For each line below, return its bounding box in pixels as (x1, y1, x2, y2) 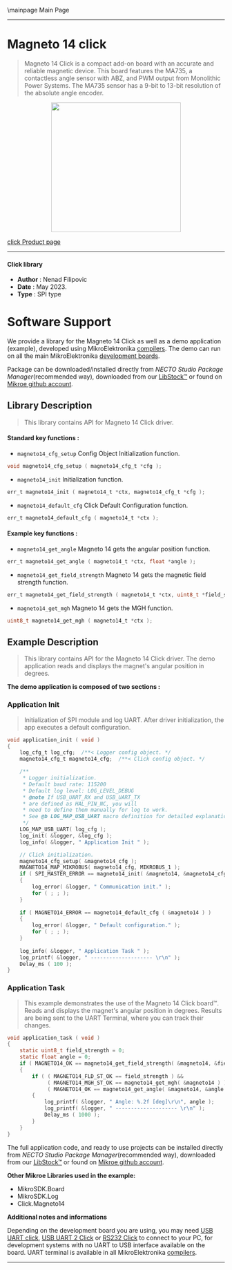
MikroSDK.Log (17, 1192, 59, 1200)
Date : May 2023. (17, 283, 67, 291)
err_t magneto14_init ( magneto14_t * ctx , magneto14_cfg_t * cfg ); (7, 489, 206, 495)
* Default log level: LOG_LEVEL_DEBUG (22, 787, 135, 794)
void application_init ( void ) (7, 736, 100, 743)
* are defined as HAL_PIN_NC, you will (22, 800, 137, 807)
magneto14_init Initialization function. (17, 475, 124, 483)
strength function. (17, 578, 69, 586)
